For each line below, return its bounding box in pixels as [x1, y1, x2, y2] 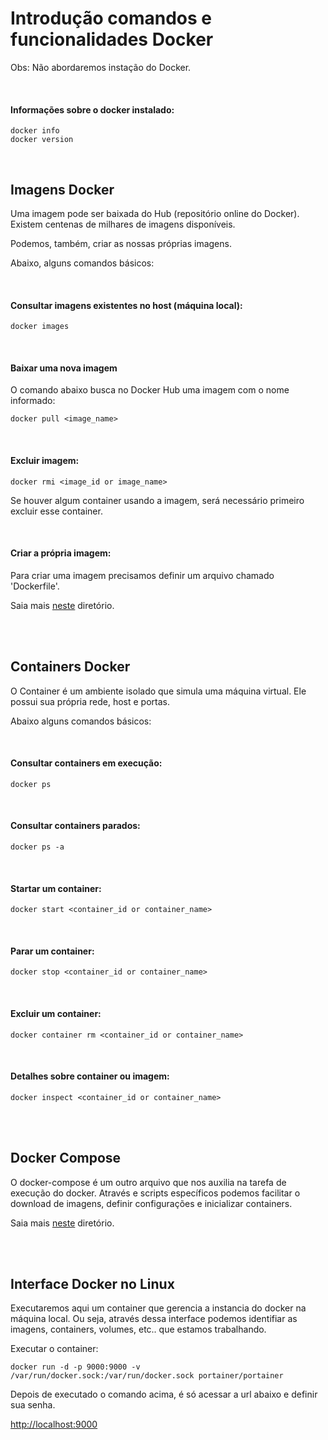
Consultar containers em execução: [10, 757, 163, 769]
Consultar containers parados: [10, 820, 141, 832]
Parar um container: [10, 945, 95, 957]
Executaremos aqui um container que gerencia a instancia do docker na [10, 1302, 307, 1314]
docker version [10, 135, 74, 145]
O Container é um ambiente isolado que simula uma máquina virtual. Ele [10, 685, 307, 697]
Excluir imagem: [10, 454, 80, 466]
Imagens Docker [10, 181, 115, 198]
